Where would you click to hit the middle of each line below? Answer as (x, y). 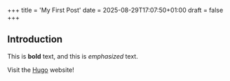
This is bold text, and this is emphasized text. (73, 56)
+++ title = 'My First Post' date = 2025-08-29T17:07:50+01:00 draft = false (115, 10)
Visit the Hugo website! (41, 70)
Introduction (35, 39)
